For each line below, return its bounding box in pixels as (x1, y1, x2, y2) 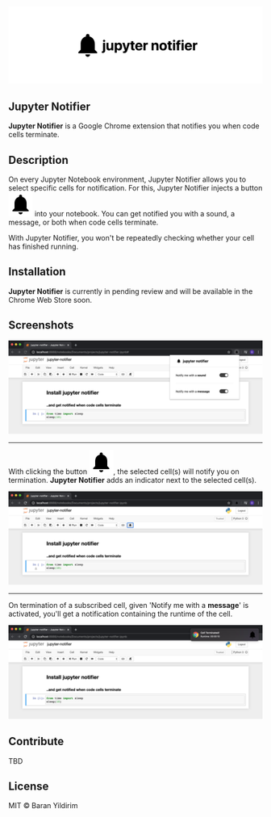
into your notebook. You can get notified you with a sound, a (34, 209, 236, 219)
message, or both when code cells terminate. (8, 217, 159, 228)
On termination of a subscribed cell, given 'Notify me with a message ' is (8, 600, 249, 610)
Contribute (8, 735, 65, 748)
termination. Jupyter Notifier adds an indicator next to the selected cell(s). (8, 475, 256, 484)
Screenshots (8, 318, 74, 333)
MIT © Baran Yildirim (8, 801, 78, 811)
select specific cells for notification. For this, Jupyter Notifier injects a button (8, 183, 263, 193)
